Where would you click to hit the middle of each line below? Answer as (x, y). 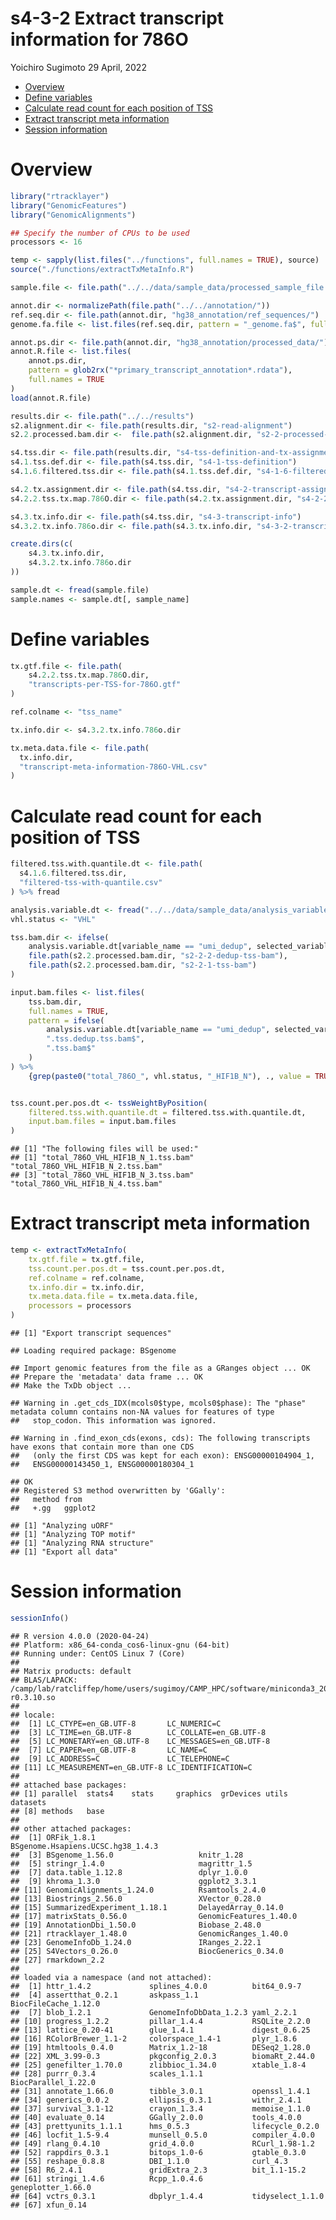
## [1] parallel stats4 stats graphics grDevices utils (149, 1793)
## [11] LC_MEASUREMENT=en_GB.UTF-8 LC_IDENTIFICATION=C (131, 1767)
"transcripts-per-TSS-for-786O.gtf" (105, 685)
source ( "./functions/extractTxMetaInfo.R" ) (102, 270)
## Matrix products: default (71, 1671)
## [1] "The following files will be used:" (104, 1149)
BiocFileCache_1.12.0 (55, 2003)
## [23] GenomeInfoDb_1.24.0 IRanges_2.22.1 (136, 1942)
